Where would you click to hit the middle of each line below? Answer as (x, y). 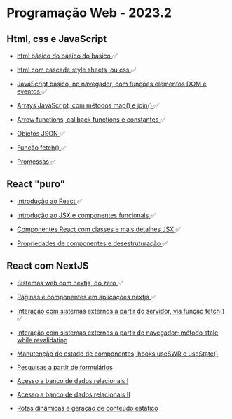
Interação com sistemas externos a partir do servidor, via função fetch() (121, 311)
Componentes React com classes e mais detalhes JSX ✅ (99, 229)
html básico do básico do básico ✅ (67, 56)
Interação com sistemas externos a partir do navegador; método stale (117, 333)
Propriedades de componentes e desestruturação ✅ (92, 243)
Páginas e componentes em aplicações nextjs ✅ (87, 297)
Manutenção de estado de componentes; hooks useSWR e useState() (117, 354)
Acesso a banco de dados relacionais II (73, 394)
